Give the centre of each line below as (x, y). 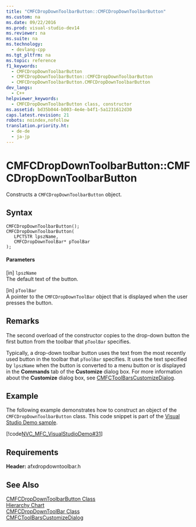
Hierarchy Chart (25, 505)
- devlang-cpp (28, 50)
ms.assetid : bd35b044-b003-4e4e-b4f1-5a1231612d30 (69, 109)
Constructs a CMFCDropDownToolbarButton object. (64, 194)
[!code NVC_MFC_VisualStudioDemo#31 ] (54, 434)
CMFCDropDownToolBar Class (43, 511)
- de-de (21, 131)
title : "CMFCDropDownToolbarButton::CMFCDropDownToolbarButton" (86, 11)
